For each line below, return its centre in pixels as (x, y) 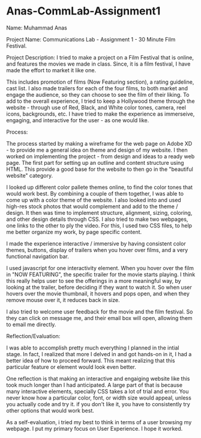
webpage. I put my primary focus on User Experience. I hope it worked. (94, 428)
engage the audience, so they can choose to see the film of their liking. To (98, 94)
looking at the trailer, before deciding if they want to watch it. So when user (99, 287)
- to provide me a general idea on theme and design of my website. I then (97, 150)
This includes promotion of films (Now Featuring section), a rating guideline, (100, 82)
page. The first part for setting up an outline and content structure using (95, 162)
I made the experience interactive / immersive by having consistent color (96, 243)
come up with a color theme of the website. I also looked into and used (94, 200)
